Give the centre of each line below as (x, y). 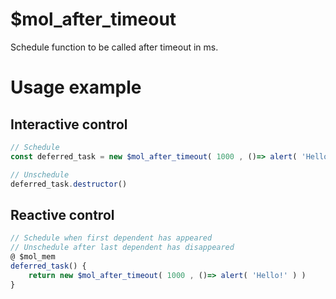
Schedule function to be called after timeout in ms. (114, 47)
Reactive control (62, 214)
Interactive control (69, 124)
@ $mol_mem (33, 257)
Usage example (76, 87)
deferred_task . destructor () (69, 184)
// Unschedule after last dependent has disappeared (122, 248)
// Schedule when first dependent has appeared (111, 238)
